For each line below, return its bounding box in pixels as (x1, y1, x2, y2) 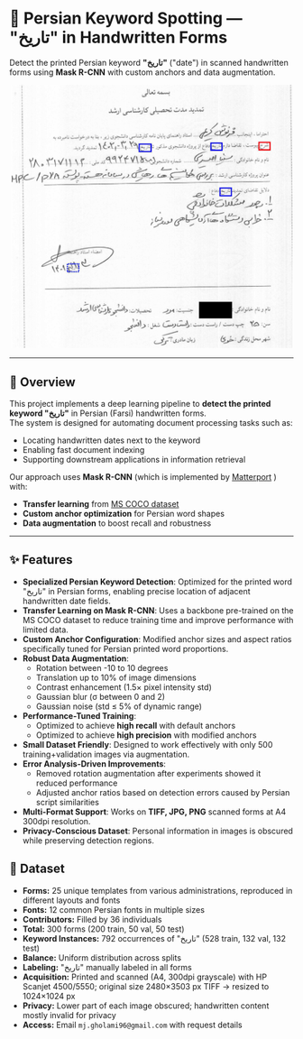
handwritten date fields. (22, 595, 111, 606)
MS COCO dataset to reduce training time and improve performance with (22, 614, 294, 625)
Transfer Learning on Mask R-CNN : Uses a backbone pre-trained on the (22, 604, 294, 616)
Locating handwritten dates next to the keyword (22, 435, 201, 446)
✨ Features (9, 552, 73, 567)
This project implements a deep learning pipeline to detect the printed (9, 399, 271, 409)
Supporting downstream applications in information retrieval (22, 455, 246, 465)
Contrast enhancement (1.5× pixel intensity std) (35, 681, 212, 693)
